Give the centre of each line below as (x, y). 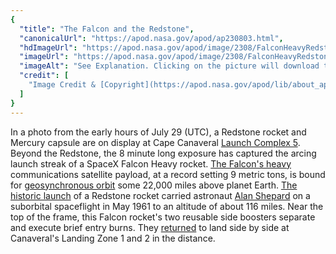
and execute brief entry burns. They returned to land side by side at (150, 227)
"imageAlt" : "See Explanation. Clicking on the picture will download (169, 66)
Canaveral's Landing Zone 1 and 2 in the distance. (113, 238)
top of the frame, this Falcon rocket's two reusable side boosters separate (163, 217)
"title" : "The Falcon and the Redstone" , (107, 29)
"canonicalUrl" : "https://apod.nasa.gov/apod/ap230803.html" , (151, 38)
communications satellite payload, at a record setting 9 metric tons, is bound (168, 174)
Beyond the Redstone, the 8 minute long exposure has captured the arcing (163, 153)
